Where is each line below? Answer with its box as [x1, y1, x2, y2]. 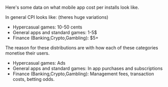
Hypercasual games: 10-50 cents [12, 24, 82, 30]
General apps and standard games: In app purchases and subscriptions [12, 66, 163, 71]
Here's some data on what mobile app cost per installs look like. [5, 5, 139, 10]
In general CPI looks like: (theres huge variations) [5, 14, 108, 20]
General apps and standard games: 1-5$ [12, 30, 98, 35]
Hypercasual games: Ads [12, 60, 66, 66]
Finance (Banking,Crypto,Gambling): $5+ [12, 35, 99, 41]
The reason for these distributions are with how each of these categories [5, 45, 158, 50]
